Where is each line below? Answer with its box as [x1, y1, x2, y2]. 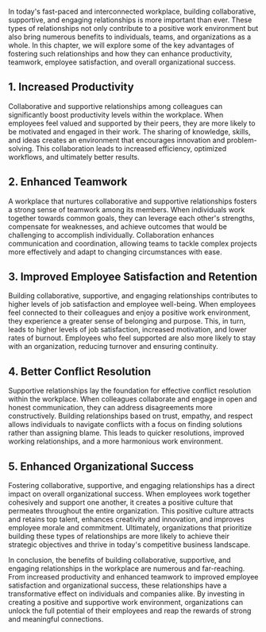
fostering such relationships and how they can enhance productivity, [8, 49, 233, 58]
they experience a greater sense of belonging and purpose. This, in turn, [8, 316, 246, 326]
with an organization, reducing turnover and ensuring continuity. [8, 342, 218, 351]
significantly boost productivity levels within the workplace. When [8, 110, 224, 119]
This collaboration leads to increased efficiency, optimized [35, 143, 227, 153]
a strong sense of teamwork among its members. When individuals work [8, 204, 245, 214]
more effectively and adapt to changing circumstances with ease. [8, 246, 222, 257]
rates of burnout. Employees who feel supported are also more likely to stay [8, 333, 256, 343]
